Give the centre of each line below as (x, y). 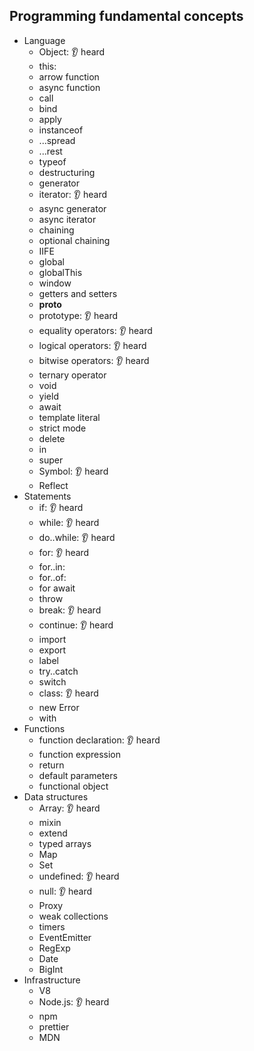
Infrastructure (52, 980)
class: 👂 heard (68, 693)
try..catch (58, 671)
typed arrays (65, 843)
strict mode (62, 428)
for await (57, 588)
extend (53, 833)
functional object (73, 786)
